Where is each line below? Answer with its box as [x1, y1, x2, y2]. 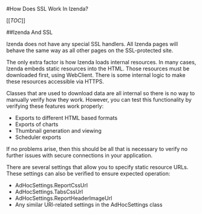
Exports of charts [15, 121, 59, 128]
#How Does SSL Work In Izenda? [6, 5, 89, 12]
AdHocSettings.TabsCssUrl [15, 188, 83, 195]
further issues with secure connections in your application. [6, 152, 153, 159]
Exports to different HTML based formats [15, 115, 118, 121]
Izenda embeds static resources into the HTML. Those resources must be [6, 65, 190, 72]
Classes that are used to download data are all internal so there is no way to [6, 90, 195, 96]
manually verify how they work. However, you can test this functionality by [6, 96, 192, 103]
